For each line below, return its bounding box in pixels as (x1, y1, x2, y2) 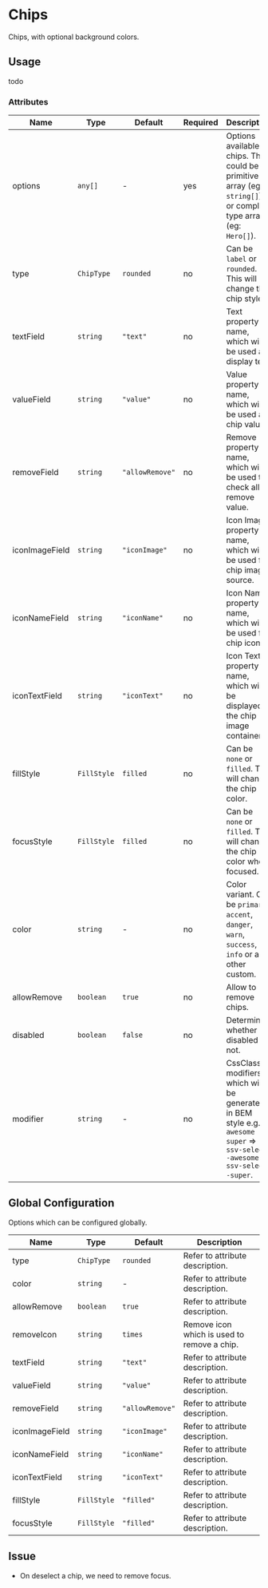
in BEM (226, 1107, 253, 1119)
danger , (226, 919, 254, 930)
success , (226, 939, 258, 950)
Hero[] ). (226, 230, 257, 241)
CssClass (226, 1058, 262, 1069)
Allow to (226, 982, 257, 993)
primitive (226, 170, 259, 181)
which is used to (183, 1329, 245, 1340)
